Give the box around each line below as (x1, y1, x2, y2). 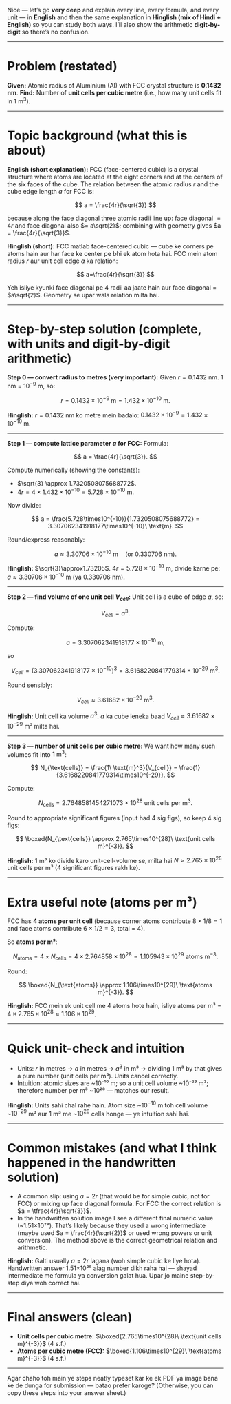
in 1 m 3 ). (7, 96, 31, 106)
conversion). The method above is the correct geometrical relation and (16, 1236, 218, 1245)
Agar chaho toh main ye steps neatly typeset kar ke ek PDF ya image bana (7, 1374, 218, 1383)
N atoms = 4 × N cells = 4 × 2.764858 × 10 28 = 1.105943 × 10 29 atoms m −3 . (12, 951, 219, 962)
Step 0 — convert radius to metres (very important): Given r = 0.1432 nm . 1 (7, 373, 223, 382)
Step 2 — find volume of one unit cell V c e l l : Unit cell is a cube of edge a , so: (7, 593, 224, 602)
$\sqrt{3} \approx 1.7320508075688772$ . (16, 479, 137, 488)
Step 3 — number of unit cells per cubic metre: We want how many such (7, 742, 216, 750)
